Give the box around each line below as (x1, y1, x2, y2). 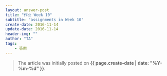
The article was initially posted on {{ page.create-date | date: (17, 60, 149, 66)
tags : (5, 41, 17, 46)
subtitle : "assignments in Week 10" (5, 17, 84, 22)
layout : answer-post (5, 7, 50, 13)
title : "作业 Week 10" (5, 12, 52, 17)
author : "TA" (5, 36, 33, 42)
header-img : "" (5, 31, 38, 36)
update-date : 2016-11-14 (5, 27, 59, 32)
